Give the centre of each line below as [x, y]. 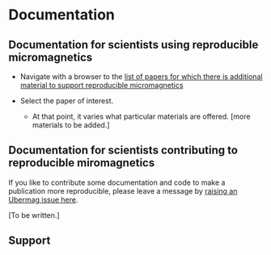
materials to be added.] [71, 125]
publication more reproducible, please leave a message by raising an [123, 190]
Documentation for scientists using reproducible [133, 45]
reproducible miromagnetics [82, 163]
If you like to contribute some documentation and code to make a [117, 182]
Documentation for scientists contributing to [123, 150]
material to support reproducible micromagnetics [102, 85]
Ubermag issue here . [43, 199]
